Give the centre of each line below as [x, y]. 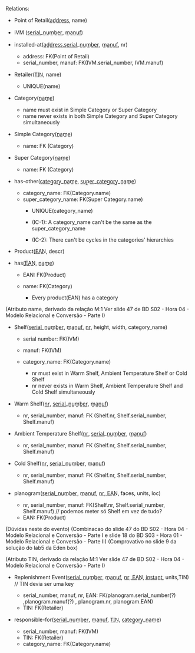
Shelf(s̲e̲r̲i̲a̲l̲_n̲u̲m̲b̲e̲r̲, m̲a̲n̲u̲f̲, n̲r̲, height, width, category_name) [91, 327]
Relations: [18, 9]
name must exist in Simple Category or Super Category [90, 110]
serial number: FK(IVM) [51, 339]
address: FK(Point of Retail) [56, 56]
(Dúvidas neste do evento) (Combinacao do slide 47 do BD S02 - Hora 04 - [97, 529]
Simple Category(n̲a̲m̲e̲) [43, 134]
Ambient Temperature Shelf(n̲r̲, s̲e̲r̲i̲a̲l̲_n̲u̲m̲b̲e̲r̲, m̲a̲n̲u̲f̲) [80, 433]
